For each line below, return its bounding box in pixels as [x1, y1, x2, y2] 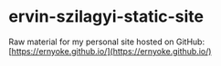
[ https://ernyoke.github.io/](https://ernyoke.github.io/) [8, 45, 212, 56]
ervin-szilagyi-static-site [8, 6, 205, 27]
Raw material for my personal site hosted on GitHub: [8, 36, 205, 47]
